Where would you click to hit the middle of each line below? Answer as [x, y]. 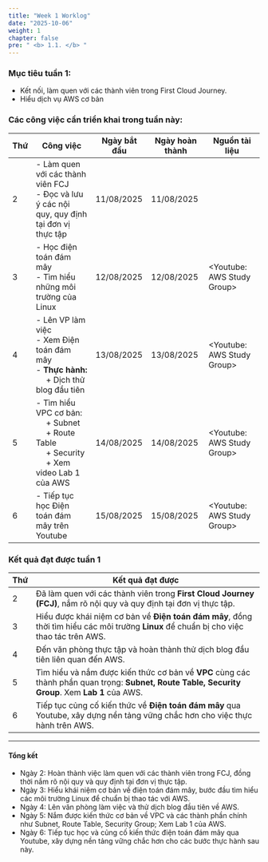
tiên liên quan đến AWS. [80, 660]
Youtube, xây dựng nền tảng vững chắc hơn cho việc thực [144, 716]
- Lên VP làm [61, 320]
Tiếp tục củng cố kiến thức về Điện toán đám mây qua [138, 705]
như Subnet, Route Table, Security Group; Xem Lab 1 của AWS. [123, 824]
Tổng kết [23, 755]
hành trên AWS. [65, 725]
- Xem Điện [57, 340]
